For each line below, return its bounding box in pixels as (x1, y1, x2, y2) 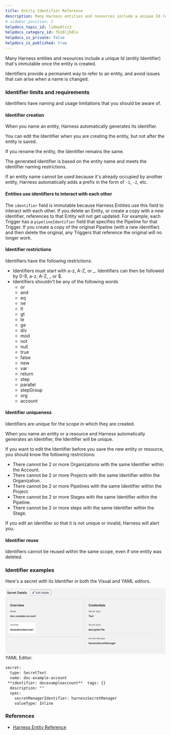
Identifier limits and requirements (5, 88, 90, 95)
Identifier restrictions (5, 247, 52, 253)
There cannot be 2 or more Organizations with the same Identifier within (12, 461, 164, 467)
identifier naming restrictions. (5, 164, 67, 170)
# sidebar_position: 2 (5, 19, 53, 24)
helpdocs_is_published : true (5, 41, 67, 46)
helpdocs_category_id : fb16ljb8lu (5, 30, 79, 35)
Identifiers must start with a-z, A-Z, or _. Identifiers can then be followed (12, 267, 164, 274)
